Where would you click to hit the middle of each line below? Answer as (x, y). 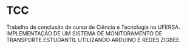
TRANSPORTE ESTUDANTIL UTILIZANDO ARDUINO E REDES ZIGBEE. (93, 40)
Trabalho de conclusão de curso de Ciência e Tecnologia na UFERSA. (93, 27)
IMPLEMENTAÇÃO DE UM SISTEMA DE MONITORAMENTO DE (84, 33)
